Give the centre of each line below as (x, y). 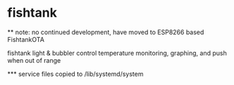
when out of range (34, 60)
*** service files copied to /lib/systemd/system (75, 74)
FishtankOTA (26, 39)
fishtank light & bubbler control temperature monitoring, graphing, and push (117, 53)
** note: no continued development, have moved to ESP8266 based (106, 32)
